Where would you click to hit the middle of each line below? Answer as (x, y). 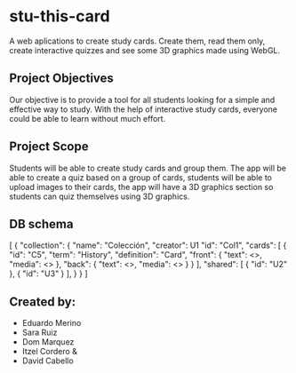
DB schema (41, 224)
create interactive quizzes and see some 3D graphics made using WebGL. (145, 50)
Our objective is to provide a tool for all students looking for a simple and (142, 99)
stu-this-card (60, 16)
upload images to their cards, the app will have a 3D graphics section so (141, 186)
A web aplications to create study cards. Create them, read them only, (137, 41)
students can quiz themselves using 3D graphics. (100, 196)
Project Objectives (61, 79)
